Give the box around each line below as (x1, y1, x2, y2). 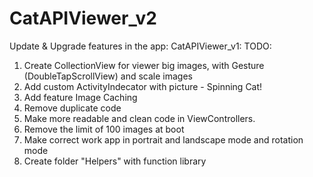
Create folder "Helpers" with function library (23, 155, 207, 167)
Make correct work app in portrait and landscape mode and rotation (23, 133, 304, 146)
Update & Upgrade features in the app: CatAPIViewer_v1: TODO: (9, 40, 272, 52)
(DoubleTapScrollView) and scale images (23, 70, 193, 82)
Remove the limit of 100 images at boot (23, 123, 185, 135)
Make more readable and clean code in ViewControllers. (23, 112, 256, 124)
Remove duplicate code (23, 102, 122, 114)
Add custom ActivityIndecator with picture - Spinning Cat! (23, 80, 263, 92)
